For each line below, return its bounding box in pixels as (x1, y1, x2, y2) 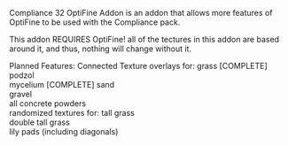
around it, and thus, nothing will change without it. (9, 43, 192, 54)
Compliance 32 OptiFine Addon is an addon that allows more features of (9, 8, 273, 18)
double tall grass (9, 117, 71, 127)
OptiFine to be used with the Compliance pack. (9, 17, 181, 27)
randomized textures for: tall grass (9, 108, 135, 118)
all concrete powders (9, 98, 87, 109)
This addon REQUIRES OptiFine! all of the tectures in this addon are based (9, 35, 280, 44)
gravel (9, 88, 33, 99)
